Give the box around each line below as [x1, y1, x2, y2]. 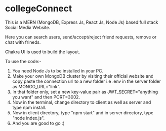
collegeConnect [5, 3, 73, 14]
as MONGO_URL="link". [12, 83, 61, 89]
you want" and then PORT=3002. [12, 94, 80, 100]
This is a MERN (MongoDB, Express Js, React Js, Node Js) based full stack [5, 19, 158, 25]
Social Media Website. [5, 24, 50, 30]
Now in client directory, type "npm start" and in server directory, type [12, 109, 154, 116]
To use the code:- [5, 58, 41, 64]
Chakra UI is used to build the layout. [5, 49, 81, 55]
